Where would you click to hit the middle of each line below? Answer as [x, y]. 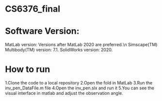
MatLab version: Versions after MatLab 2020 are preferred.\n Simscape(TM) [81, 45]
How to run [28, 69]
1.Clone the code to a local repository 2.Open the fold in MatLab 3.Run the [79, 83]
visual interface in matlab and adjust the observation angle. [64, 93]
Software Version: [42, 31]
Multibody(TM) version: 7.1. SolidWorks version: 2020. [59, 50]
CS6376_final [33, 9]
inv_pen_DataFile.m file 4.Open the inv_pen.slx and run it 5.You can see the [80, 88]
